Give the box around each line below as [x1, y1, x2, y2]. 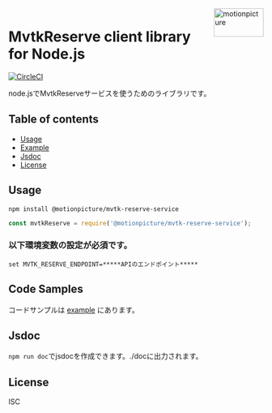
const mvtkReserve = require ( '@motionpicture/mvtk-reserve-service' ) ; [8, 219, 252, 227]
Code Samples [8, 282, 83, 296]
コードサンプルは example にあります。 [8, 304, 139, 315]
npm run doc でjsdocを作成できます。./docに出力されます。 [8, 351, 203, 361]
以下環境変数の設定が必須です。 [8, 239, 132, 251]
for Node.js [8, 45, 86, 63]
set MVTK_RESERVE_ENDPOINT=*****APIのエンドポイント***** [8, 260, 198, 269]
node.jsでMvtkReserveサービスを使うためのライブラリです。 [8, 88, 211, 98]
